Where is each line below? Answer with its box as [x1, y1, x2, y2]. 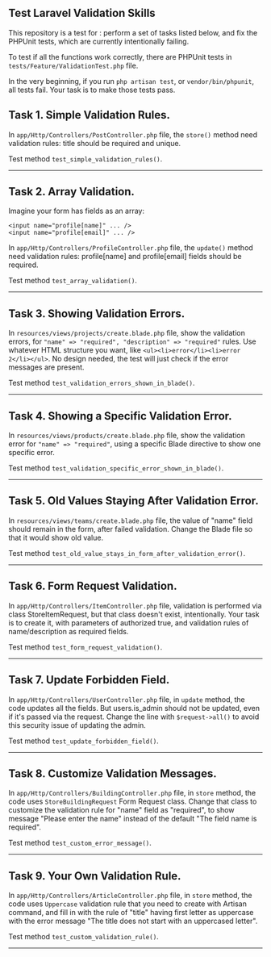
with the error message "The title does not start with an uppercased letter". [8, 916, 258, 926]
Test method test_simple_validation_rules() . [8, 153, 163, 164]
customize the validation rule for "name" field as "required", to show [8, 805, 235, 815]
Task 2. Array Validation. [8, 185, 135, 199]
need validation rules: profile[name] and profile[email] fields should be [8, 252, 242, 261]
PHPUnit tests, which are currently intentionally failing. [8, 36, 190, 46]
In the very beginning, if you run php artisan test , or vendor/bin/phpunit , [8, 76, 254, 86]
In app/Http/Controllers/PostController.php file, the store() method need [8, 129, 258, 140]
